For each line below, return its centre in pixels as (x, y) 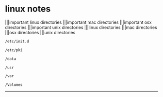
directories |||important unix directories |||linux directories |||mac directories (81, 27)
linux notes (28, 9)
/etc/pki (14, 50)
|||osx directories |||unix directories (40, 32)
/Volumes (14, 85)
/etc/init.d (17, 41)
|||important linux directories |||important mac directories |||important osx (78, 22)
